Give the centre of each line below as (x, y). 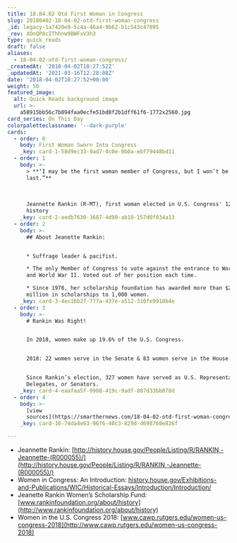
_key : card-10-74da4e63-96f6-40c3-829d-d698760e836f (99, 424)
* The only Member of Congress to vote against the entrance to (122, 269)
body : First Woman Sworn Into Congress (79, 145)
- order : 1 (30, 159)
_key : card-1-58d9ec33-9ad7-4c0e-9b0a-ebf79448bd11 (97, 152)
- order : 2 (30, 224)
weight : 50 (23, 86)
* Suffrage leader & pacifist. (72, 256)
